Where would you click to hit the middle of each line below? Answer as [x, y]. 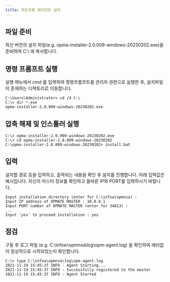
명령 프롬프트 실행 [31, 69]
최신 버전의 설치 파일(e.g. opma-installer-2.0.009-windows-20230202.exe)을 [84, 45]
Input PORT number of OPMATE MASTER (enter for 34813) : [67, 206]
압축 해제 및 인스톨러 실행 [42, 124]
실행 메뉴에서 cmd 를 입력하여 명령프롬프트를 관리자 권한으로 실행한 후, [75, 82]
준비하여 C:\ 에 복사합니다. [31, 51]
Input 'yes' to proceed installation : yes [52, 215]
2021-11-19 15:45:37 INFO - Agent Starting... [55, 265]
